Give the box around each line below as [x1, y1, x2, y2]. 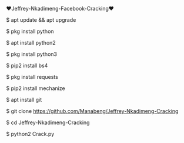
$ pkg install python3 [6, 51, 58, 58]
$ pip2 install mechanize [6, 85, 66, 92]
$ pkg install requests [6, 74, 59, 80]
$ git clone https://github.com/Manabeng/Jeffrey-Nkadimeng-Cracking [6, 108, 179, 114]
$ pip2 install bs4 [6, 62, 48, 69]
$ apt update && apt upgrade [6, 16, 76, 23]
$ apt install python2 [6, 39, 56, 46]
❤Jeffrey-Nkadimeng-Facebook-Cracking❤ [6, 5, 115, 12]
